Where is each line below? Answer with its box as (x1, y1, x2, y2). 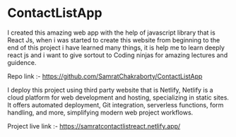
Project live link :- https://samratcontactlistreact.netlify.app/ (7, 121, 181, 130)
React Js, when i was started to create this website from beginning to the (7, 35, 220, 44)
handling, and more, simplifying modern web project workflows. (7, 108, 194, 117)
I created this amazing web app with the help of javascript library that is (7, 28, 216, 37)
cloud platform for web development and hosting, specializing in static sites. (7, 93, 230, 102)
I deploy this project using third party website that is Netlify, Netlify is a (7, 85, 213, 94)
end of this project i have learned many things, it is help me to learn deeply (7, 43, 225, 52)
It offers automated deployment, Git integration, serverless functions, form (7, 100, 224, 109)
